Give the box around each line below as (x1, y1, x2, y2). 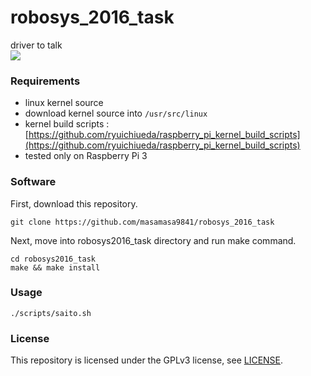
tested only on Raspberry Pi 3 (24, 150, 148, 162)
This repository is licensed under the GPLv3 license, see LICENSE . (10, 354, 284, 366)
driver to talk (10, 39, 63, 51)
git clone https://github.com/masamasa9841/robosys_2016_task (10, 217, 275, 227)
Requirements (10, 74, 81, 88)
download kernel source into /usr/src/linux (24, 107, 208, 120)
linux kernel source (24, 97, 104, 109)
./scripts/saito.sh (10, 308, 92, 318)
